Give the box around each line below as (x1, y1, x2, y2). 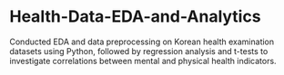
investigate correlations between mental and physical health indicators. (9, 55, 277, 66)
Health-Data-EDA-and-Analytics (9, 6, 261, 27)
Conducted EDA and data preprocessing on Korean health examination (9, 36, 275, 47)
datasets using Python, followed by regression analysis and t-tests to (9, 45, 269, 56)
